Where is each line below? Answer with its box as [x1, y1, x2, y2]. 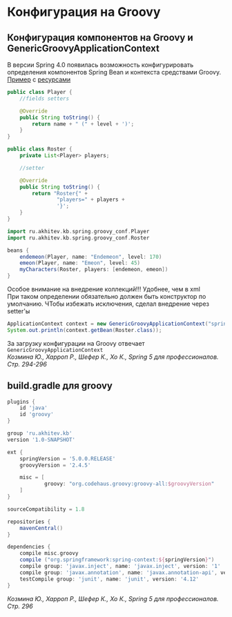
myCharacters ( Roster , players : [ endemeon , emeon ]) [19, 266, 168, 273]
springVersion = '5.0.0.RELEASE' [19, 455, 116, 462]
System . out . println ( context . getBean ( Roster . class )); [7, 326, 162, 333]
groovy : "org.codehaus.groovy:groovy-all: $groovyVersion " [43, 480, 215, 487]
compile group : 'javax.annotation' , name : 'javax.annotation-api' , [19, 569, 217, 576]
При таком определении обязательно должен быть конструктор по [7, 293, 206, 300]
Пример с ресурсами [7, 75, 71, 84]
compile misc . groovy [19, 550, 79, 557]
